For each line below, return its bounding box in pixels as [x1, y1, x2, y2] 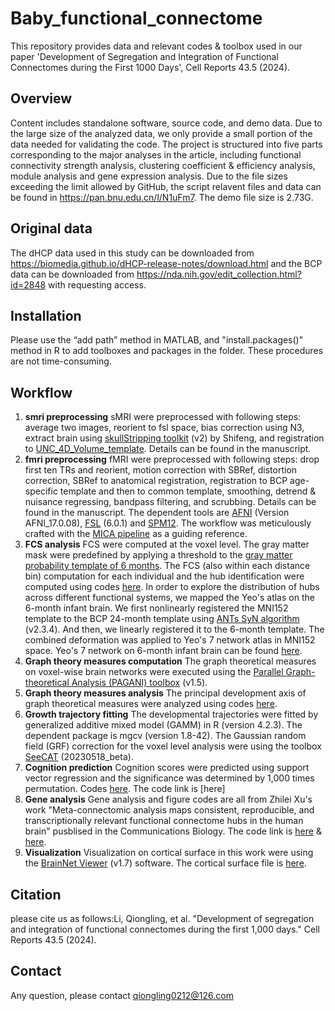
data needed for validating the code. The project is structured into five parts [10, 138, 323, 150]
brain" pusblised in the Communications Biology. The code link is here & [24, 825, 322, 837]
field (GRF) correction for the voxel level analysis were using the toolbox [24, 740, 322, 752]
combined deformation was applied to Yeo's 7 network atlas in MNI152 [24, 634, 316, 646]
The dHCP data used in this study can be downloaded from [10, 247, 255, 259]
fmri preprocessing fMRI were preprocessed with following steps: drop [24, 453, 320, 466]
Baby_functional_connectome [10, 7, 263, 30]
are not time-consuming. [10, 355, 112, 367]
